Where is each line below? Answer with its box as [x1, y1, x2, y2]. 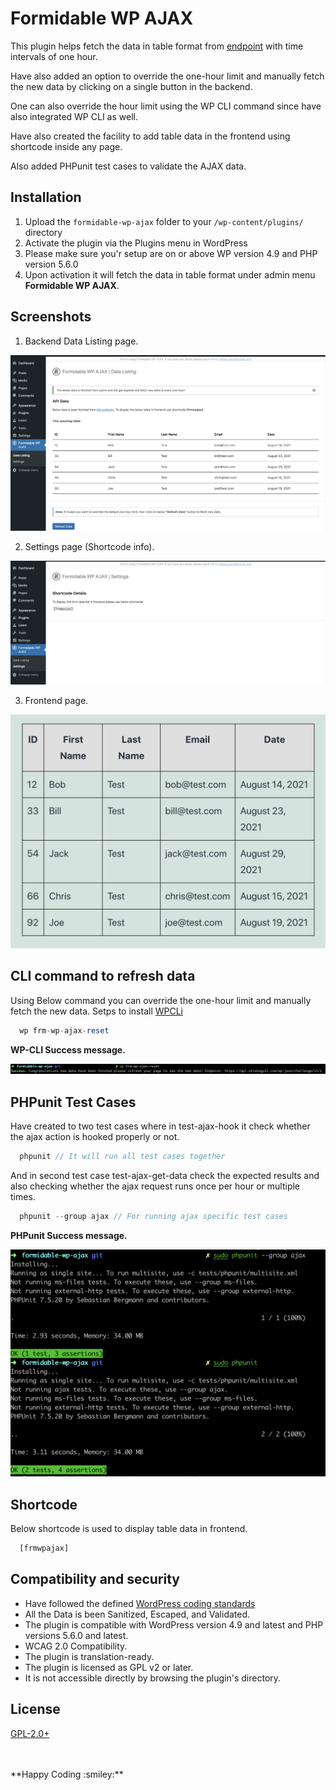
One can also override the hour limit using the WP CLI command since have [10, 100, 322, 112]
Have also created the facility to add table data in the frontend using [10, 130, 291, 142]
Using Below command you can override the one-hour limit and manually [10, 994, 312, 1006]
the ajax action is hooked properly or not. [10, 1131, 180, 1143]
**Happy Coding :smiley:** [10, 1768, 124, 1780]
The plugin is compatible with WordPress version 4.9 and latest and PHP [24, 1618, 324, 1631]
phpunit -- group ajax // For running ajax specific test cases [19, 1212, 288, 1222]
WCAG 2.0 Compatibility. [24, 1640, 128, 1652]
